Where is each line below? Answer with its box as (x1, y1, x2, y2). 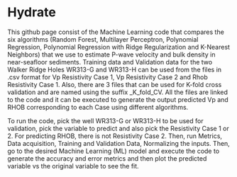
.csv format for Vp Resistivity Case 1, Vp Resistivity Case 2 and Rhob (7, 72, 208, 81)
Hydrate (7, 4, 57, 21)
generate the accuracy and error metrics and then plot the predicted (7, 154, 207, 163)
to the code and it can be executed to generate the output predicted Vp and (7, 95, 228, 103)
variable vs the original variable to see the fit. (7, 161, 140, 170)
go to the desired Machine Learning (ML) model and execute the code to (7, 147, 220, 155)
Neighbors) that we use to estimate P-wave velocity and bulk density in (7, 50, 216, 59)
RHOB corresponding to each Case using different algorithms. (7, 103, 189, 111)
